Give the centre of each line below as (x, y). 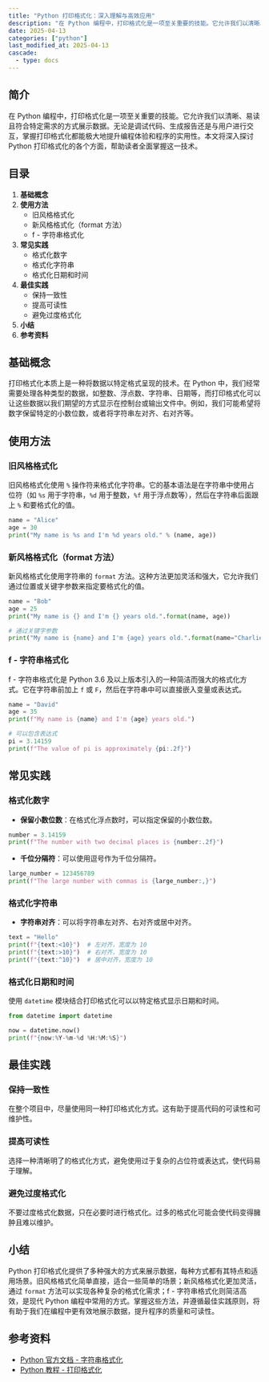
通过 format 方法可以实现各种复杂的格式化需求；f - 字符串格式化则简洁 (124, 1291)
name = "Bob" (30, 601)
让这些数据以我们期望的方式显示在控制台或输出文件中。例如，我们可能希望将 (134, 403)
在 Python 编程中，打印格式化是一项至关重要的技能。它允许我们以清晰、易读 (134, 116)
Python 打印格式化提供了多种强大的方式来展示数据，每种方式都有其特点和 (130, 1271)
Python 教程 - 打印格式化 (61, 1369)
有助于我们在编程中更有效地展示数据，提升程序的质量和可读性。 (113, 1311)
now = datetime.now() (44, 1031)
